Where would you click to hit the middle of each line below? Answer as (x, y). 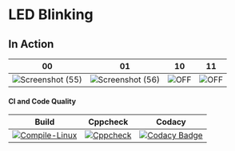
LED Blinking (51, 15)
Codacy (171, 122)
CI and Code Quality (42, 101)
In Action (31, 44)
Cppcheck (108, 122)
